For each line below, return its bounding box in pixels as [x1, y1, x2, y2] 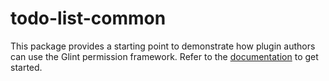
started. [10, 61, 43, 73]
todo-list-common [10, 7, 167, 30]
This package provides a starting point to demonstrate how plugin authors [10, 40, 316, 52]
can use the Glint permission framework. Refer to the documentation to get [10, 50, 319, 62]
